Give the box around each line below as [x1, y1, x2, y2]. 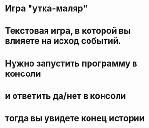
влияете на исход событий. [5, 36, 121, 47]
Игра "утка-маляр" [5, 3, 88, 14]
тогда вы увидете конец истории [5, 112, 145, 124]
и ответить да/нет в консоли [5, 91, 126, 101]
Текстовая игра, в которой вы [5, 25, 131, 37]
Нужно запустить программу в [5, 58, 138, 69]
